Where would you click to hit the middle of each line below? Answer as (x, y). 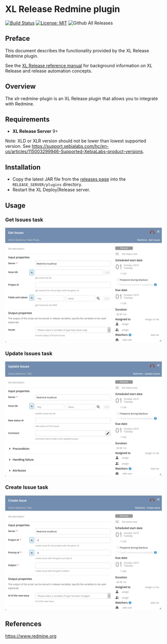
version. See (18, 146)
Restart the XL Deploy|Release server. (51, 190)
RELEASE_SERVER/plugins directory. (47, 185)
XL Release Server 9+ (35, 131)
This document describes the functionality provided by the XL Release (77, 50)
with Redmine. (20, 104)
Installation (23, 167)
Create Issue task (27, 487)
